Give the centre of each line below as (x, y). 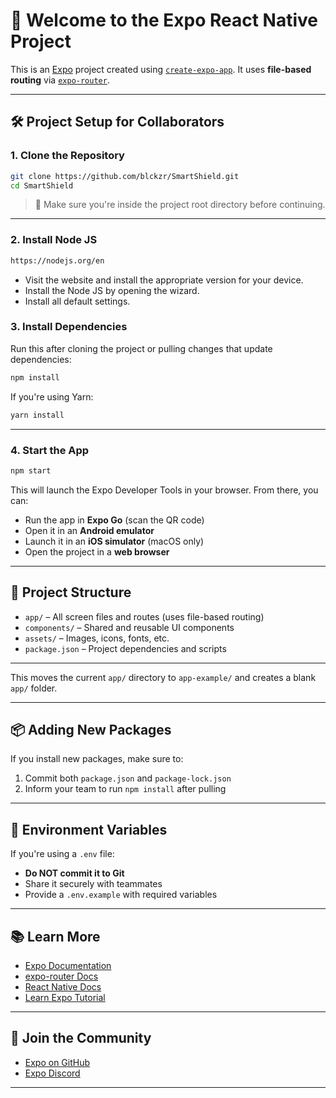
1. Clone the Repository (67, 156)
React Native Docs (63, 987)
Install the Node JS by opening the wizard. (112, 290)
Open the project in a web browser (97, 551)
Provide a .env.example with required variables (121, 895)
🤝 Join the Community (81, 1038)
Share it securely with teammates (93, 884)
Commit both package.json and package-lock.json (128, 778)
